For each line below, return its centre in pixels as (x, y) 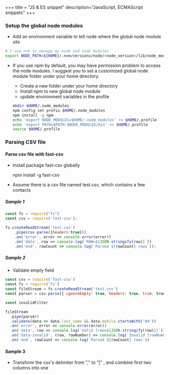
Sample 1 (15, 202)
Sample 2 (15, 258)
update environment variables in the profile (65, 97)
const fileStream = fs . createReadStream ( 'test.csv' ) (62, 289)
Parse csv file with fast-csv (34, 154)
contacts (22, 190)
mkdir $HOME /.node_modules (41, 106)
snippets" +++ (20, 13)
